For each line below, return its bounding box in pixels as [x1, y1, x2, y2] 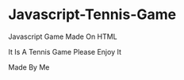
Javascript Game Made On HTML [8, 32, 117, 41]
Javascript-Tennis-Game [8, 6, 177, 24]
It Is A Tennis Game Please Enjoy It [8, 47, 121, 56]
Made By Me [8, 62, 50, 72]
